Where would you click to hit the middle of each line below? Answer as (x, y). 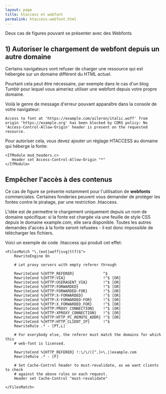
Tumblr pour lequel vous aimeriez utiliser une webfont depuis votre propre (81, 89)
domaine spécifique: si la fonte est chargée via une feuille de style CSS (78, 217)
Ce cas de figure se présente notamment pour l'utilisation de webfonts (78, 191)
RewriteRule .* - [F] (36, 357)
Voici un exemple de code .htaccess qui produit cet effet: (64, 242)
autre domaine (28, 57)
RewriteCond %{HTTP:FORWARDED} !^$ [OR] (68, 287)
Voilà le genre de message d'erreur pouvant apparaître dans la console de (81, 104)
